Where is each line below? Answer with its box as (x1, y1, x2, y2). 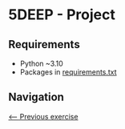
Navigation (8, 91, 64, 104)
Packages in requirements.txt (19, 67, 118, 77)
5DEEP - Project (8, 6, 116, 24)
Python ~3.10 (19, 58, 64, 68)
